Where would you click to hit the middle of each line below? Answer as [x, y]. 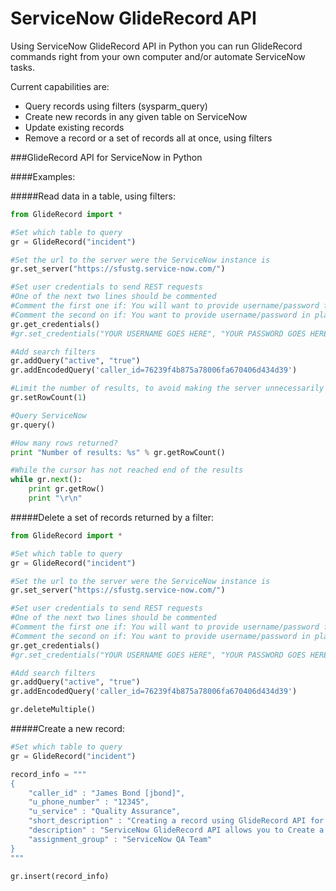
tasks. [23, 67]
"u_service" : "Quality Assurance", [105, 812]
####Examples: [43, 176]
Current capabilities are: [60, 86]
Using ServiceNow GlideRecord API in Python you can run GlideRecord [156, 46]
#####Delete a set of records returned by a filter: [112, 517]
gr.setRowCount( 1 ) [48, 398]
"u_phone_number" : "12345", [89, 802]
